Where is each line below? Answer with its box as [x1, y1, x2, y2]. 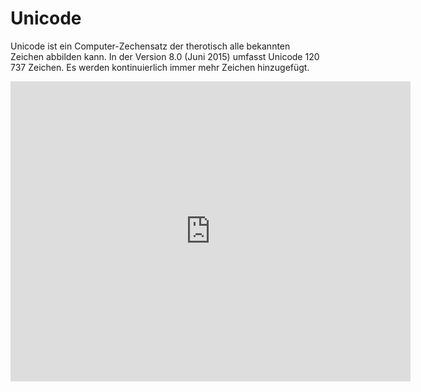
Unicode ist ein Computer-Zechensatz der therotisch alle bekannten [10, 40, 291, 52]
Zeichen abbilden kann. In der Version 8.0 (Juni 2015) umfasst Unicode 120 [10, 50, 320, 62]
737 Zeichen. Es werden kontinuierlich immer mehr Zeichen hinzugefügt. [10, 61, 310, 73]
